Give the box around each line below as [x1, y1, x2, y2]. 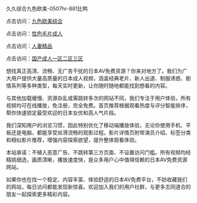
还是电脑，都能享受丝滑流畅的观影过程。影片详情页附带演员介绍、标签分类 [11, 129, 191, 136]
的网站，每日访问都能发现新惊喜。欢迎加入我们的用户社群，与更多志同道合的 [6, 184, 191, 190]
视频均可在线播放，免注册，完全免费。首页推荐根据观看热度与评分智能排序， [6, 102, 191, 109]
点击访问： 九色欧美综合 [6, 18, 63, 25]
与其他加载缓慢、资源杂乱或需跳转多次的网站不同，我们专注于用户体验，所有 [6, 94, 191, 101]
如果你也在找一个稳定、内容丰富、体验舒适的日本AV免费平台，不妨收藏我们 [6, 176, 188, 183]
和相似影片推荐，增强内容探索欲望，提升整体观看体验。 [6, 137, 140, 143]
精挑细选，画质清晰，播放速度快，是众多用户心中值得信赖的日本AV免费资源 [6, 156, 188, 163]
